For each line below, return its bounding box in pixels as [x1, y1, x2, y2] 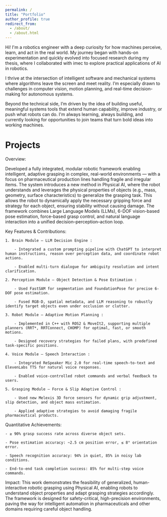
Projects [5, 139, 41, 151]
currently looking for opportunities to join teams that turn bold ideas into [5, 117, 153, 122]
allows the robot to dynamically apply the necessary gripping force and [5, 197, 152, 203]
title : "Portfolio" [5, 12, 46, 17]
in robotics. [5, 65, 28, 71]
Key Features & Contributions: [5, 228, 66, 234]
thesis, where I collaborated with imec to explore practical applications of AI [5, 60, 161, 66]
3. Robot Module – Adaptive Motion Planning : [5, 312, 104, 317]
